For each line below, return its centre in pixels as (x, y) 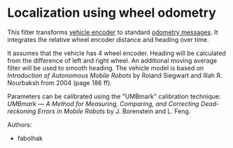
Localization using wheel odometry (112, 13)
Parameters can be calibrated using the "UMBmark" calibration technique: (114, 96)
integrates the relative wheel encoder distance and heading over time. (108, 39)
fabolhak (30, 138)
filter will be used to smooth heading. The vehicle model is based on (106, 68)
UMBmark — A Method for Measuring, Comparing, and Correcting (103, 103)
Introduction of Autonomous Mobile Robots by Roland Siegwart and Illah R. (115, 75)
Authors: (20, 124)
